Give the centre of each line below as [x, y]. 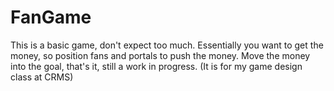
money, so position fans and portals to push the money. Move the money [160, 55]
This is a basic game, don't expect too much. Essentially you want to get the [167, 45]
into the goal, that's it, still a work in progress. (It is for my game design [156, 66]
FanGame [51, 17]
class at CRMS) [42, 77]
